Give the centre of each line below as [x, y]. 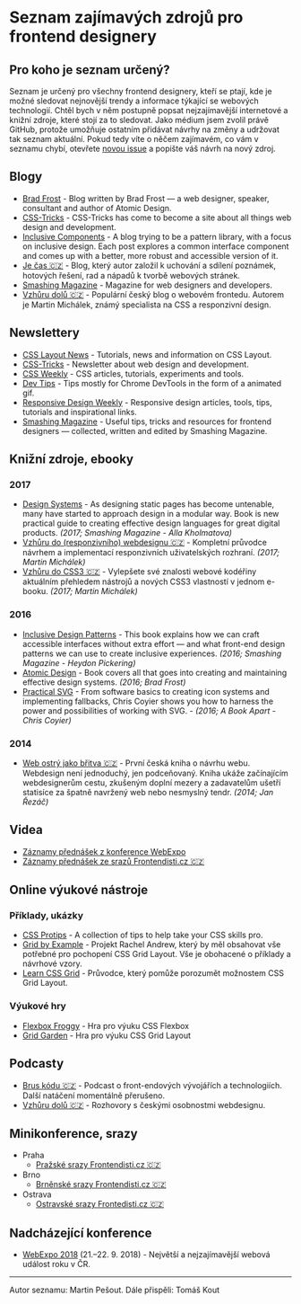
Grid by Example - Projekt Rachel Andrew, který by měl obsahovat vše [151, 945]
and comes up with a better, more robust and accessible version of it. [150, 255]
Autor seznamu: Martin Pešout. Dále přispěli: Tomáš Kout [115, 1290]
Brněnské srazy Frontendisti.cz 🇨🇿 [101, 1184]
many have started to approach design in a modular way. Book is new [150, 514]
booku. [35, 591]
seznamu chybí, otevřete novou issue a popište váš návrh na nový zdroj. [142, 148]
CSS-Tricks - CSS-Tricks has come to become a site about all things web [157, 217]
